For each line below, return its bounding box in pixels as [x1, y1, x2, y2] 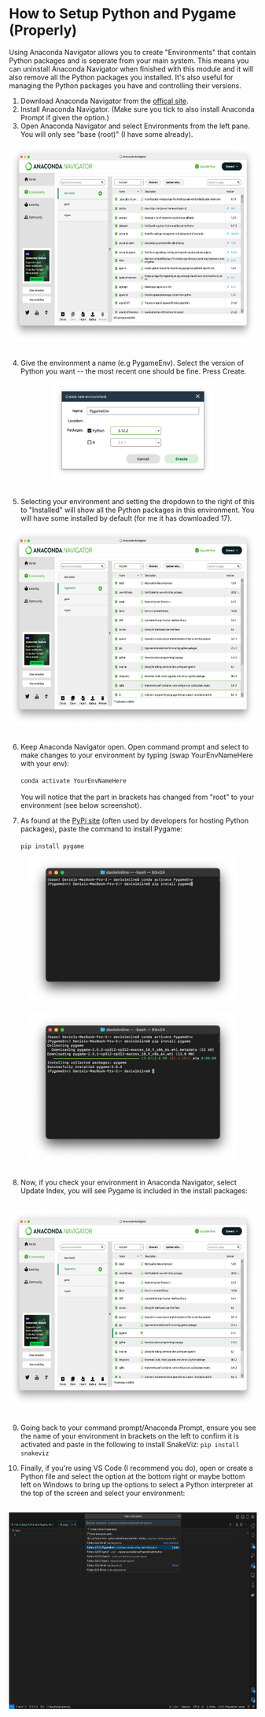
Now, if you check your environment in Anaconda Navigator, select [20, 1177, 237, 1187]
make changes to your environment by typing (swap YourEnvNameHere [20, 750, 254, 760]
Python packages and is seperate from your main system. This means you [9, 56, 249, 65]
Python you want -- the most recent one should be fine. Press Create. [20, 367, 247, 376]
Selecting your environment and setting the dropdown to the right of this [20, 496, 255, 506]
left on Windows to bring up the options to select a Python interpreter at [20, 1479, 254, 1489]
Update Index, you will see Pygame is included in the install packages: [20, 1185, 248, 1196]
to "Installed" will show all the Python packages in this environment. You [20, 505, 255, 514]
